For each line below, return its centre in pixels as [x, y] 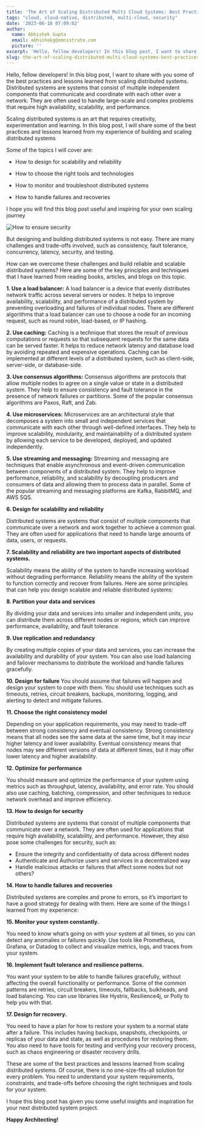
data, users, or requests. [37, 540]
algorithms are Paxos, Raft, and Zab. [52, 402]
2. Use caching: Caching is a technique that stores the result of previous [97, 332]
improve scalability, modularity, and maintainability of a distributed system [99, 433]
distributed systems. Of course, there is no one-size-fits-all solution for [95, 1070]
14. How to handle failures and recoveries [59, 885]
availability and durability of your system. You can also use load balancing [99, 656]
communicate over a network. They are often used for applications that [95, 829]
